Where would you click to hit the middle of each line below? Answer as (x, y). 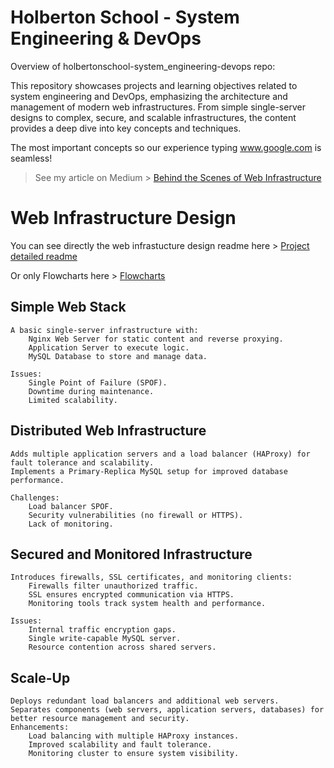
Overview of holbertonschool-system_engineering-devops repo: (143, 66)
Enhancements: (40, 727)
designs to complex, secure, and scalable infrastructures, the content (153, 117)
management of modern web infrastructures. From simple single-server (158, 107)
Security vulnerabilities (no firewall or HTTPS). (136, 515)
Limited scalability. (73, 400)
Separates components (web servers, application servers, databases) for (167, 710)
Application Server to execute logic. (109, 347)
